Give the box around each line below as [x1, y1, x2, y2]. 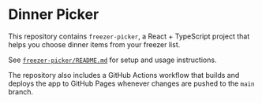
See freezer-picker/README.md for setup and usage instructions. [8, 55, 217, 64]
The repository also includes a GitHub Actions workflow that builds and [8, 70, 240, 79]
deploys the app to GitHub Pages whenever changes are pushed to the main [8, 79, 255, 88]
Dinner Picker [8, 6, 99, 24]
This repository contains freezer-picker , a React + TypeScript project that [8, 31, 250, 41]
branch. [8, 86, 34, 96]
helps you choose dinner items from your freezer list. [8, 39, 181, 49]
